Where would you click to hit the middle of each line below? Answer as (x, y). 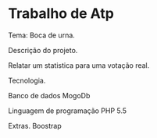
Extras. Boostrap (35, 126)
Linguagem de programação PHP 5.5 (68, 111)
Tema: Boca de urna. (42, 35)
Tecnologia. (27, 80)
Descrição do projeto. (43, 50)
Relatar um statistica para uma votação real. (79, 65)
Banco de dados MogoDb (49, 95)
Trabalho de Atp (61, 14)
